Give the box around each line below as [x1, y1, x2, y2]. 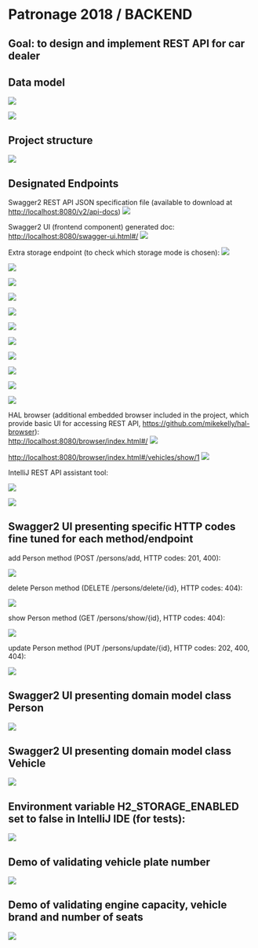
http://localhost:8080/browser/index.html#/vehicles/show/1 [8, 453, 200, 462]
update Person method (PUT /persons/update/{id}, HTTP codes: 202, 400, [8, 643, 250, 652]
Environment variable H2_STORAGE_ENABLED [8, 799, 239, 813]
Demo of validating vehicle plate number [8, 855, 210, 869]
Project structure [8, 134, 93, 147]
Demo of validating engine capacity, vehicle [8, 898, 227, 912]
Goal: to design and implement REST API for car [8, 37, 245, 50]
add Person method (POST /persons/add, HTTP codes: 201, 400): [8, 553, 221, 563]
